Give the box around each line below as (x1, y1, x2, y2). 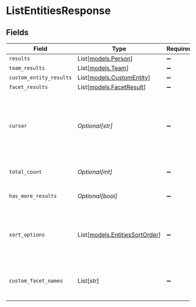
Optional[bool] (77, 192, 118, 200)
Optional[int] (77, 168, 113, 176)
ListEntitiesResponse (6, 4, 111, 18)
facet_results (9, 84, 48, 90)
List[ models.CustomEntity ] (77, 74, 150, 81)
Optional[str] (77, 122, 113, 130)
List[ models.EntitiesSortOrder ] (77, 231, 161, 239)
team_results (9, 65, 45, 71)
